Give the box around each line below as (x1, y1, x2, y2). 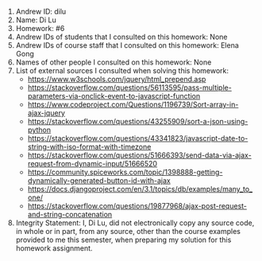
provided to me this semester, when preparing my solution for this (15, 235, 232, 244)
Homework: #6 (15, 24, 65, 33)
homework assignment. (15, 243, 93, 253)
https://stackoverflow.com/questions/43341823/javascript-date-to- (27, 134, 249, 142)
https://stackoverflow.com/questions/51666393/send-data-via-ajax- (27, 150, 252, 160)
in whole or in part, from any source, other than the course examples (15, 227, 241, 236)
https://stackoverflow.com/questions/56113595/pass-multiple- (27, 83, 232, 92)
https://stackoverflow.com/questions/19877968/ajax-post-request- (27, 201, 248, 210)
